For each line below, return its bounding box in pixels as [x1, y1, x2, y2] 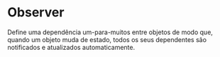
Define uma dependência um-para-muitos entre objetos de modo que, [7, 28, 213, 36]
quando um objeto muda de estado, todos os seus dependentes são [7, 35, 207, 43]
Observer [7, 4, 65, 21]
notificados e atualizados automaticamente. [7, 43, 136, 51]
